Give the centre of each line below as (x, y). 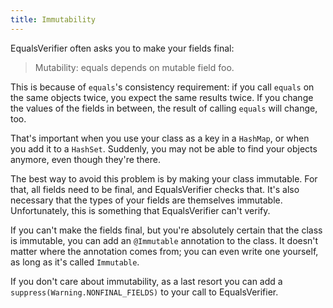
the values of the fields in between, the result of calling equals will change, (164, 108)
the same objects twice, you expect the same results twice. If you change (162, 97)
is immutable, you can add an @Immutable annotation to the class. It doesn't (164, 240)
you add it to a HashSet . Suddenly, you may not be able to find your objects (164, 148)
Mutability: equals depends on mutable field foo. (134, 67)
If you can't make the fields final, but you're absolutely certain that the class (166, 230)
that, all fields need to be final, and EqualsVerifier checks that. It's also (155, 189)
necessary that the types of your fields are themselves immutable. (146, 200)
